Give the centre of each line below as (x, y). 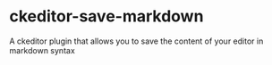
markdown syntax (42, 50)
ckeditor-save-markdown (106, 16)
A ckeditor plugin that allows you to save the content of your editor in (136, 41)
